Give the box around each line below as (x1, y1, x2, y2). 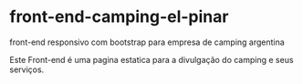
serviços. (9, 64, 45, 75)
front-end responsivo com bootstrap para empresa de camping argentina (9, 37, 285, 47)
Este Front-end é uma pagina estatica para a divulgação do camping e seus (9, 54, 294, 65)
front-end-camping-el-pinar (9, 6, 229, 27)
